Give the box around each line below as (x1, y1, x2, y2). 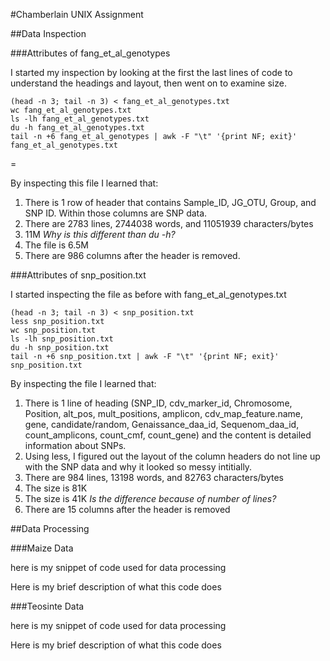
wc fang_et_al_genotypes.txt (10, 105, 132, 115)
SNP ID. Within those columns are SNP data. (24, 207, 208, 219)
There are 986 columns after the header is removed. (24, 250, 241, 261)
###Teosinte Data (10, 600, 85, 612)
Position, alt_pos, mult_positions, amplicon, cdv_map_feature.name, (24, 408, 304, 419)
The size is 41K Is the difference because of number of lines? (24, 493, 277, 504)
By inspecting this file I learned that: (10, 177, 159, 189)
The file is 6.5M (24, 239, 89, 251)
